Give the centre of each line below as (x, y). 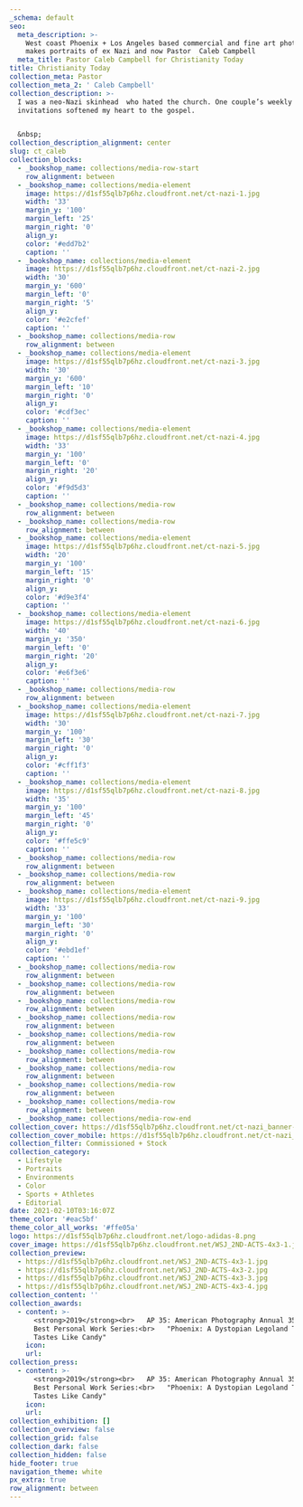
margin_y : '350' (56, 639)
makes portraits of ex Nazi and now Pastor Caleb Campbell (141, 52)
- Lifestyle (40, 1161)
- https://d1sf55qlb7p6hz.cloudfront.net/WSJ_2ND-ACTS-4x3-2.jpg (143, 1270)
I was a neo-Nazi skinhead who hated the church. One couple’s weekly (155, 102)
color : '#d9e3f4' (58, 597)
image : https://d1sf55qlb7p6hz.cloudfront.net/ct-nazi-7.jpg (142, 715)
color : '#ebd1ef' (58, 951)
